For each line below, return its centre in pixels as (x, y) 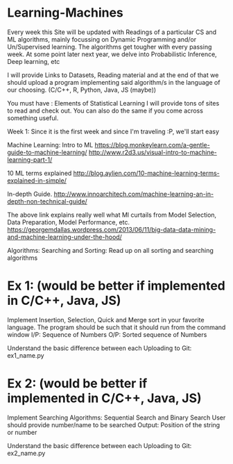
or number (22, 432)
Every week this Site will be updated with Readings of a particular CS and (112, 32)
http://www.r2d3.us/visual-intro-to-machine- (153, 152)
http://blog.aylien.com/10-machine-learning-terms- (146, 173)
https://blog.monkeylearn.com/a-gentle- (152, 144)
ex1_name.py (26, 355)
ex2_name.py (26, 453)
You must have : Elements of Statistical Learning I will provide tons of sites (113, 103)
